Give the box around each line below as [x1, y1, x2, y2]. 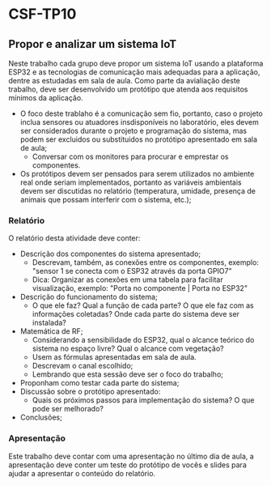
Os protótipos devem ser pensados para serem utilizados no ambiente [19, 169, 255, 178]
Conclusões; [19, 412, 62, 422]
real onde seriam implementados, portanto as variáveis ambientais [19, 177, 242, 187]
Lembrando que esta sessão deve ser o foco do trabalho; [32, 369, 224, 379]
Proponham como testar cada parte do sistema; [19, 378, 180, 388]
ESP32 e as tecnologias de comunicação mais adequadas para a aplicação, [8, 67, 260, 77]
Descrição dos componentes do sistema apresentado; [19, 249, 201, 259]
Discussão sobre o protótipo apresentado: [19, 386, 161, 397]
